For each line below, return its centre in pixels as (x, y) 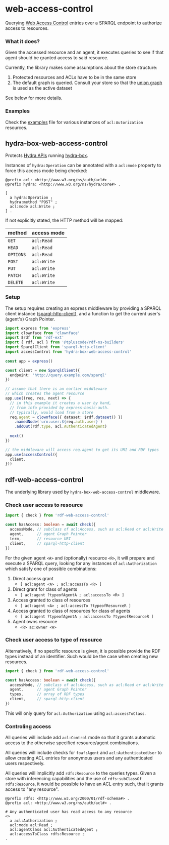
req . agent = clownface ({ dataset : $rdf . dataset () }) (66, 417)
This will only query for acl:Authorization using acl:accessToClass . (76, 713)
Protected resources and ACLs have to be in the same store (74, 77)
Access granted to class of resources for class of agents (71, 611)
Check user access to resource (44, 505)
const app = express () (29, 361)
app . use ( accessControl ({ (31, 454)
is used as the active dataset (42, 88)
